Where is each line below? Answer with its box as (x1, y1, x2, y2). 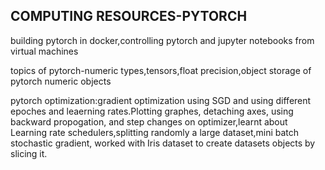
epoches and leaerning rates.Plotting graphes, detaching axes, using (10, 105, 294, 117)
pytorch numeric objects (10, 75, 112, 87)
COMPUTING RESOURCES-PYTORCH (10, 8, 248, 25)
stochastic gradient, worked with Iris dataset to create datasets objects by (10, 137, 316, 149)
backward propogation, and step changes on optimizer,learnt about (10, 115, 288, 128)
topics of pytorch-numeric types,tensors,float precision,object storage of (10, 64, 312, 76)
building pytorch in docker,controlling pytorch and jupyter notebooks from (10, 34, 315, 46)
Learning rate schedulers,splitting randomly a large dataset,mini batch (10, 126, 300, 138)
